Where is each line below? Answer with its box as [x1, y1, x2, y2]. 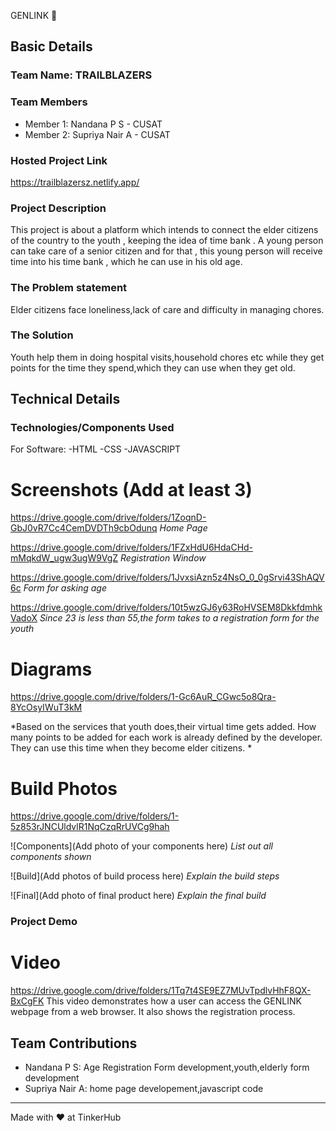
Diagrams [10, 658, 93, 680]
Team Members [10, 95, 88, 109]
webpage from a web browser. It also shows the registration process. [10, 1006, 296, 1018]
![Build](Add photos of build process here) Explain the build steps [10, 870, 280, 882]
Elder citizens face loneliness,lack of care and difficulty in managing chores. [10, 303, 325, 315]
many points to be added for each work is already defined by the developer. [10, 731, 323, 744]
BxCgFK [10, 995, 45, 1007]
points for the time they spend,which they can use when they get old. [10, 361, 296, 374]
